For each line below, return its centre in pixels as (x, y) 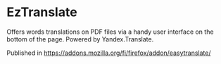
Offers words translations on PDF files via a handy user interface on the (110, 32)
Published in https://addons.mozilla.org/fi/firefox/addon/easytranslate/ (109, 53)
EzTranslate (42, 12)
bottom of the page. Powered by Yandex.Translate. (80, 39)
